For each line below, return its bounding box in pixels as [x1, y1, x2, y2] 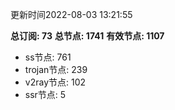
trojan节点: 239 [24, 64, 88, 75]
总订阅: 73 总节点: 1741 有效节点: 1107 [10, 30, 165, 42]
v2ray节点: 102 [24, 76, 87, 88]
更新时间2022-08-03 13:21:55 [10, 9, 133, 20]
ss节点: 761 [24, 51, 72, 63]
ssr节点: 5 [24, 89, 67, 100]
